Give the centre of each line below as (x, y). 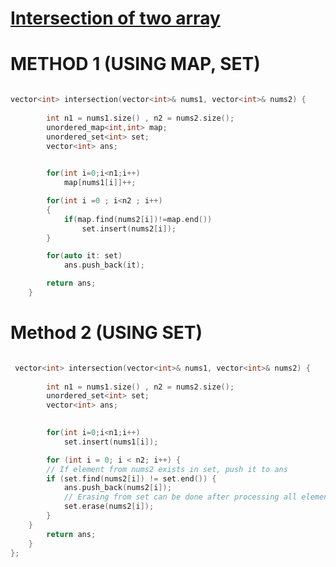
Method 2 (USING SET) (106, 333)
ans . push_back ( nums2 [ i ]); (117, 488)
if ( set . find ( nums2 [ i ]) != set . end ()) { (131, 478)
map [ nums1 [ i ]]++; (100, 183)
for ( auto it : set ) (84, 256)
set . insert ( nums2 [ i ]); (129, 228)
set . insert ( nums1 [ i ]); (111, 442)
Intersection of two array (115, 18)
